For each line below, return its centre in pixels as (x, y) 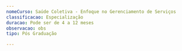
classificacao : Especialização (45, 17)
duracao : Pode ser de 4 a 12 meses (50, 23)
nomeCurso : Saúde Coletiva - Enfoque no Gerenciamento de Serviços (91, 12)
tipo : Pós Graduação (32, 34)
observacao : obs (26, 28)
